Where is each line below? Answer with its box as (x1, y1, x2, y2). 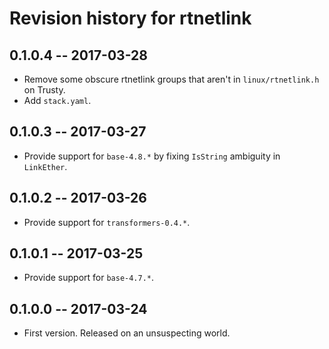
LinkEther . (23, 160, 68, 172)
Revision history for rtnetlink (9, 7, 252, 30)
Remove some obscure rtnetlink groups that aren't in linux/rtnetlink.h (23, 73, 320, 85)
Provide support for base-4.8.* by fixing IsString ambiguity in (23, 150, 281, 162)
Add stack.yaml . (23, 95, 92, 106)
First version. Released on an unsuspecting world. (23, 327, 231, 339)
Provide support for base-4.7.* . (23, 272, 155, 284)
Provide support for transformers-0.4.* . (23, 216, 191, 228)
